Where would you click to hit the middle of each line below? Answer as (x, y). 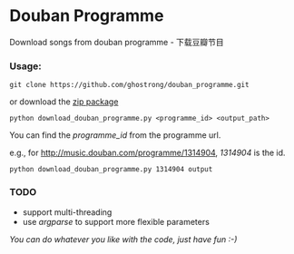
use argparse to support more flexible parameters (116, 221)
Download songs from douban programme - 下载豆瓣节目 (117, 42)
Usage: (26, 66)
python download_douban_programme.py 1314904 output (111, 170)
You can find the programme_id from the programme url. (115, 135)
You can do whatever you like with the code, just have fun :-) (123, 239)
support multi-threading (67, 212)
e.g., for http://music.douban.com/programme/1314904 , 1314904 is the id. (147, 153)
